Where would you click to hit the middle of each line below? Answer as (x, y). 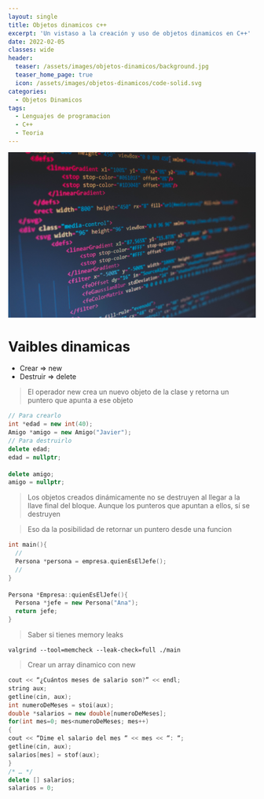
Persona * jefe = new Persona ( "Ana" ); (77, 603)
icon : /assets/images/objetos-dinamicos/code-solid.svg (108, 83)
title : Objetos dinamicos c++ (58, 25)
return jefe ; (37, 611)
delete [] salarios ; (42, 780)
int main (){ (27, 545)
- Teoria (29, 133)
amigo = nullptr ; (37, 482)
